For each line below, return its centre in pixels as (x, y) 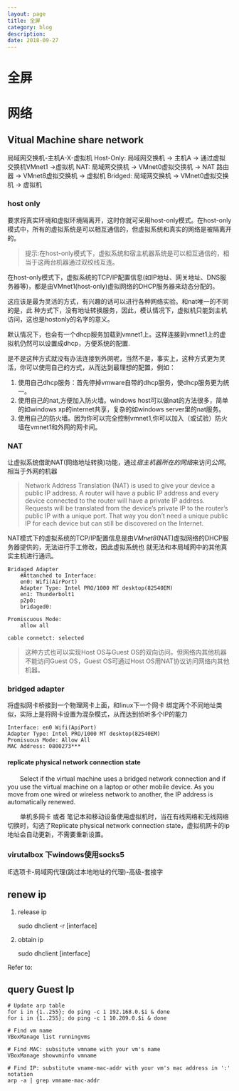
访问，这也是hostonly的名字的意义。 (60, 319)
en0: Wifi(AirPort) (49, 582)
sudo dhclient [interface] (54, 953)
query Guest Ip (41, 989)
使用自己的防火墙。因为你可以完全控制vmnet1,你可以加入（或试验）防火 (122, 418)
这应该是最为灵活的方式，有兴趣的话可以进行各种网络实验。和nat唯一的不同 (118, 301)
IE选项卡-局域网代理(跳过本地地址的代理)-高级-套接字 (85, 871)
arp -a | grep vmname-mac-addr (54, 1081)
